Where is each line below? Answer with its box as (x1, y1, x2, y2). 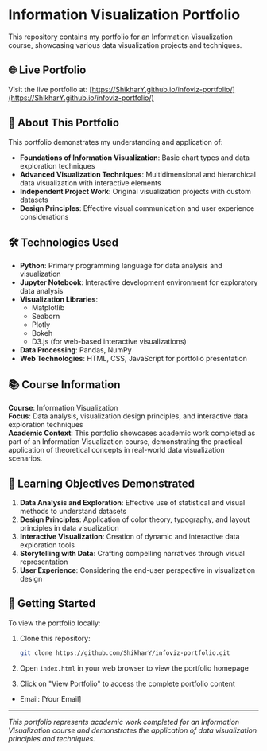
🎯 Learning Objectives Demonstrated (8, 477, 195, 490)
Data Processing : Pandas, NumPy (19, 345, 133, 355)
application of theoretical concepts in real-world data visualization (8, 446, 225, 455)
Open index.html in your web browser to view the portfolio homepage (19, 663, 249, 673)
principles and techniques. (8, 733, 95, 743)
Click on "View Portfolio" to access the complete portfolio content (19, 679, 236, 688)
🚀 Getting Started (8, 597, 96, 610)
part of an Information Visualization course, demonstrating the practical (8, 437, 242, 446)
